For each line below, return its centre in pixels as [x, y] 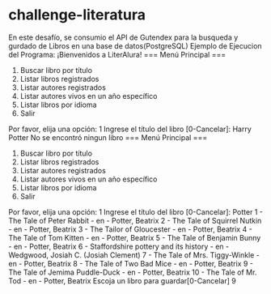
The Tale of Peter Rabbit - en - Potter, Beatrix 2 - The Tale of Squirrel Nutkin [135, 220]
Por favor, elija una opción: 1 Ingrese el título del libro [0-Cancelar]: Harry [130, 129]
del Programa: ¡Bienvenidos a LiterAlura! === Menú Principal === [117, 54]
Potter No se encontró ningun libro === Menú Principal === [108, 137]
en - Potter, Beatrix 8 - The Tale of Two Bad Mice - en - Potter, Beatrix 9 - [131, 263]
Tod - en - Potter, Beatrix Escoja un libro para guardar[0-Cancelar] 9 [122, 280]
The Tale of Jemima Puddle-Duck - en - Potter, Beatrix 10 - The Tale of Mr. [133, 272]
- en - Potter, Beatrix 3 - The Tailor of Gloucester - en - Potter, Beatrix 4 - [130, 229]
